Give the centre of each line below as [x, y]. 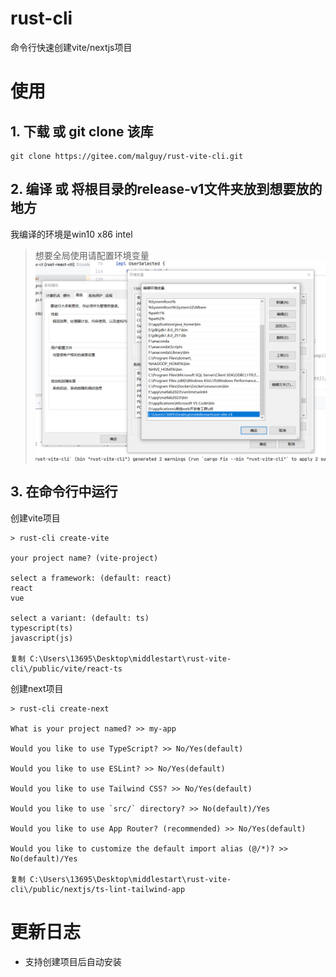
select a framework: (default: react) [91, 578]
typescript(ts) [42, 628]
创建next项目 [37, 688]
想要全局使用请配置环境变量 [92, 255]
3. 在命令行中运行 [64, 492]
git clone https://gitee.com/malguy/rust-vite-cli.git [127, 156]
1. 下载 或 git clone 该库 [82, 131]
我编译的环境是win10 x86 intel [71, 234]
